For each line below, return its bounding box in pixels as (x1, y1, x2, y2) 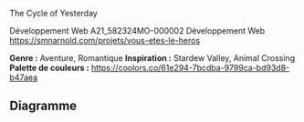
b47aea (9, 72, 38, 83)
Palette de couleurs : (9, 63, 89, 73)
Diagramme (9, 98, 78, 114)
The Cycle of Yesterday (9, 8, 98, 18)
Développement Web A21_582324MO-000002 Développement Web (9, 25, 266, 36)
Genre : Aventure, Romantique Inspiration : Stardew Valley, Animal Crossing (9, 53, 295, 63)
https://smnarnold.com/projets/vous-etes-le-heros (9, 36, 201, 46)
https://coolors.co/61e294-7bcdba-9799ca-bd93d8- (90, 63, 290, 73)
